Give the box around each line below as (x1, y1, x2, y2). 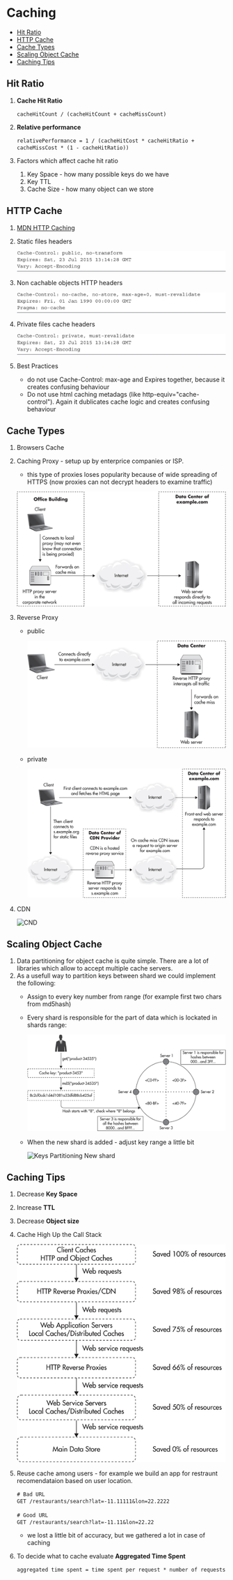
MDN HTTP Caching (16, 223, 76, 231)
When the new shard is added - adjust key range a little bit (26, 1138, 195, 1146)
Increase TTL (16, 1203, 56, 1212)
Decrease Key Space (16, 1190, 78, 1199)
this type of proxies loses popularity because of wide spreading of (26, 471, 218, 479)
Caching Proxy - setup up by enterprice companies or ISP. (16, 457, 184, 465)
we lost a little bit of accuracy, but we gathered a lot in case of (26, 1531, 206, 1540)
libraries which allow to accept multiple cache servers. (16, 964, 173, 973)
